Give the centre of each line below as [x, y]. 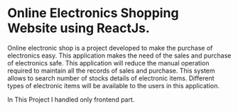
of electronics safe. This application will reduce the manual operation [108, 63]
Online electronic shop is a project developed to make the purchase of [110, 48]
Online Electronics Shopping [93, 13]
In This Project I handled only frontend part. [71, 99]
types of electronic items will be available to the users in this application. [114, 85]
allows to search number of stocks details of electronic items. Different [111, 78]
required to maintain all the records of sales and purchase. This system [111, 70]
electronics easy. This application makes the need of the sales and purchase [119, 55]
